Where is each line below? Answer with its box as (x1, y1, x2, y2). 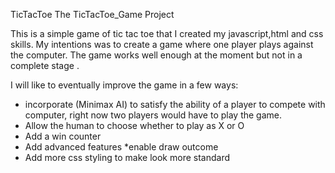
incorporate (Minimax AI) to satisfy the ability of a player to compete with (24, 99, 326, 110)
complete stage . (10, 60, 80, 71)
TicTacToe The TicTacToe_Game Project (10, 9, 175, 20)
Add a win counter (24, 130, 102, 142)
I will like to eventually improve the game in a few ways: (10, 79, 239, 91)
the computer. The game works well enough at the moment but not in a (10, 49, 303, 61)
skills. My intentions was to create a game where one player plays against (10, 39, 314, 50)
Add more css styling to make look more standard (24, 152, 230, 163)
